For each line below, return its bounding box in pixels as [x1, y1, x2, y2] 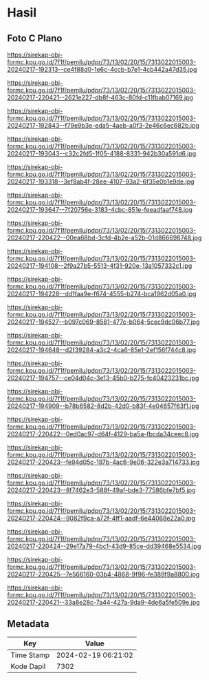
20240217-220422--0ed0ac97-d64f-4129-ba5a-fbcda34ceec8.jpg [7, 430, 199, 438]
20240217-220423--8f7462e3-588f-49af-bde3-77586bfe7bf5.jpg [7, 486, 196, 494]
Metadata [7, 618, 49, 630]
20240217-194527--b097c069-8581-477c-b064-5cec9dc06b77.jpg [7, 318, 200, 326]
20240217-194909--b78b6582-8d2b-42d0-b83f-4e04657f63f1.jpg [7, 402, 199, 410]
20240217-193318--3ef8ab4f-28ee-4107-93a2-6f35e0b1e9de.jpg [7, 177, 195, 186]
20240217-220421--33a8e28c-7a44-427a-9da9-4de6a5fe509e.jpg [7, 599, 201, 606]
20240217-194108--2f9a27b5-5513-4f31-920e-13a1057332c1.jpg [7, 262, 192, 270]
